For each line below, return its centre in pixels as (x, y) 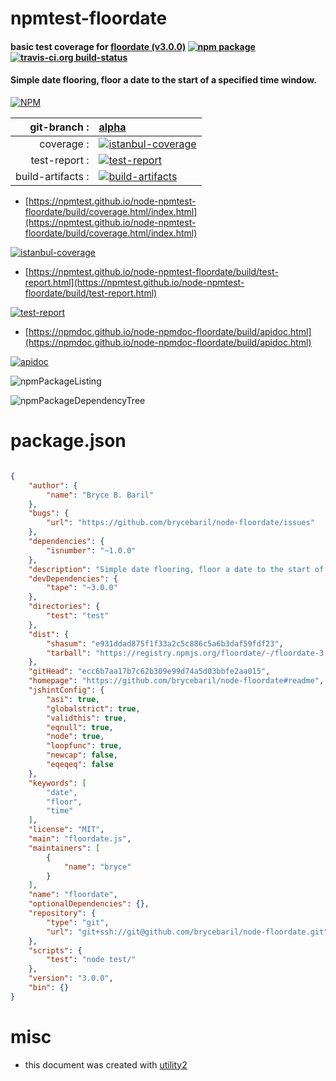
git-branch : (59, 127)
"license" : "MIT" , (66, 830)
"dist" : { (49, 634)
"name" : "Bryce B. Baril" (100, 495)
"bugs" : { (49, 513)
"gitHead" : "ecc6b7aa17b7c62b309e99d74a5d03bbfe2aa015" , (149, 672)
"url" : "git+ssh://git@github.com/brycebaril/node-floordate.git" (187, 932)
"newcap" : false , (82, 755)
